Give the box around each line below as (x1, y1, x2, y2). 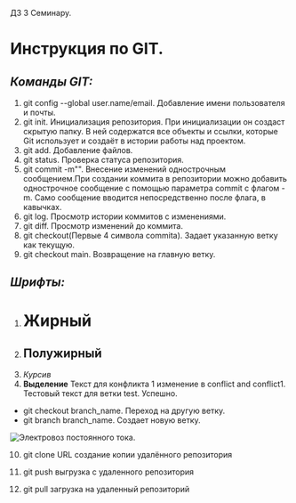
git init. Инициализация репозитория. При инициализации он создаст (22, 117, 285, 127)
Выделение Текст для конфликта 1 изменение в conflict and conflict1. (22, 378, 286, 390)
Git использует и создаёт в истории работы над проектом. (22, 135, 246, 146)
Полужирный (22, 345, 102, 361)
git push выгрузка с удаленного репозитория (22, 466, 195, 477)
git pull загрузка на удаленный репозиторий (22, 484, 190, 495)
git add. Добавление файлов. (22, 145, 133, 155)
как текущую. (22, 239, 75, 250)
